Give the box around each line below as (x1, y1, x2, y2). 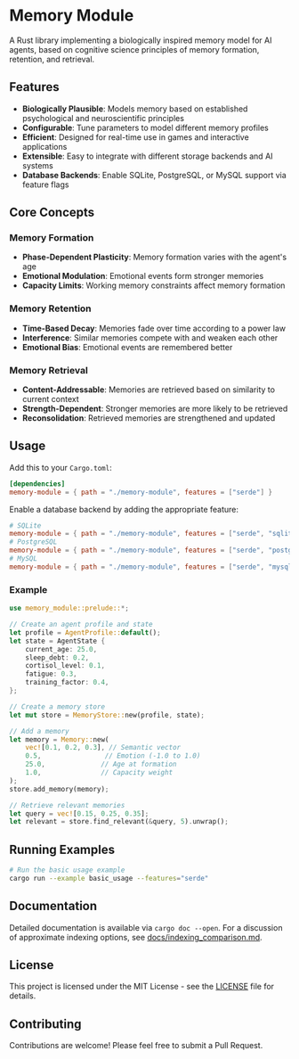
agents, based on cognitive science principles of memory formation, (9, 44, 260, 54)
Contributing (9, 1016, 82, 1031)
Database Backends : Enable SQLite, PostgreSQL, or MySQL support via (21, 169, 287, 180)
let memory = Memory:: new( (9, 735, 109, 744)
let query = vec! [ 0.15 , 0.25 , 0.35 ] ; (9, 809, 149, 818)
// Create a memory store (9, 702, 105, 711)
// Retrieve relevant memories (9, 800, 125, 809)
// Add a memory (9, 727, 69, 735)
